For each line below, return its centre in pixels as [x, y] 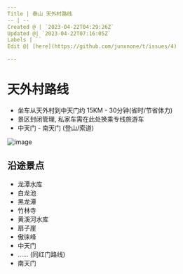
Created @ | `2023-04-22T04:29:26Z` [61, 27]
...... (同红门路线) [41, 254]
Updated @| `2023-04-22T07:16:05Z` [59, 33]
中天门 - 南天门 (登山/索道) [56, 128]
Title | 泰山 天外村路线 [40, 14]
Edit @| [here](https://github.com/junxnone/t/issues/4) [92, 46]
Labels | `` [25, 40]
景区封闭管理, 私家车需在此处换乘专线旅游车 [81, 119]
